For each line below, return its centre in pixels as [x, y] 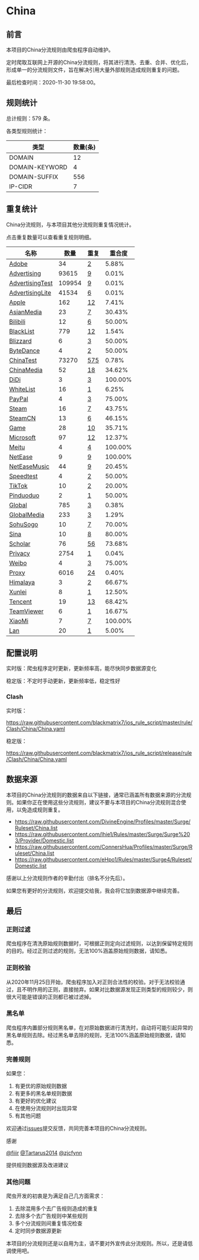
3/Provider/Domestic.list [44, 840]
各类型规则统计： [27, 131]
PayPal [19, 399]
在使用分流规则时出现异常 [46, 1109]
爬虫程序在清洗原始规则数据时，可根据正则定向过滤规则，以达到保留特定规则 [99, 943]
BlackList [22, 331]
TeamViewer [26, 611]
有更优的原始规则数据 [41, 1086]
